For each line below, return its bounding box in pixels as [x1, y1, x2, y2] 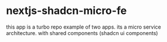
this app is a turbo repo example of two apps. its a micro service [6, 23, 161, 30]
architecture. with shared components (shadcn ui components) [6, 29, 158, 36]
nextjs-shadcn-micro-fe [6, 4, 127, 17]
